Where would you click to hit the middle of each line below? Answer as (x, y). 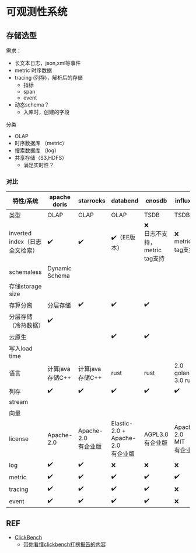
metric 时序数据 (33, 70)
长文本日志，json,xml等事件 (48, 63)
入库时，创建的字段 (46, 112)
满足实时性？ (38, 165)
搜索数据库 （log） (37, 150)
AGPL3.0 (156, 435)
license (19, 439)
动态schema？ (32, 105)
